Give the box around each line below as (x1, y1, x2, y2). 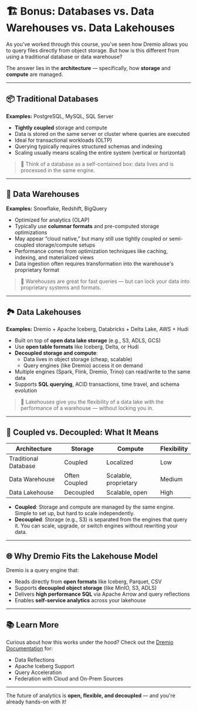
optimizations (14, 229, 48, 236)
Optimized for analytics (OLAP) (14, 216, 90, 223)
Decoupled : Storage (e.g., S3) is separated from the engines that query (14, 516, 188, 523)
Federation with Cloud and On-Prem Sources (14, 675, 124, 682)
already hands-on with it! (6, 698, 66, 705)
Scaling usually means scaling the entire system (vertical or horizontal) (14, 149, 186, 156)
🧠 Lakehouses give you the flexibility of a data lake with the (20, 398, 164, 406)
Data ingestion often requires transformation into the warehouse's (14, 260, 174, 267)
